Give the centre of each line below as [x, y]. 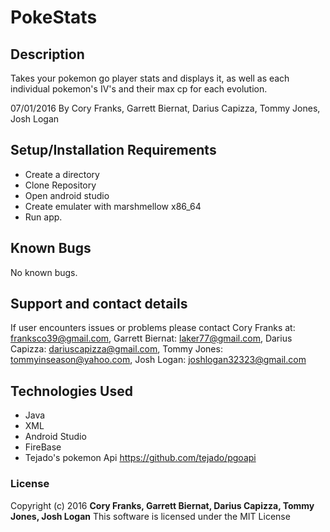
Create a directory [62, 174]
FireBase [43, 447]
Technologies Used [71, 391]
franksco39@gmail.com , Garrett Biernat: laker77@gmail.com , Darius [151, 338]
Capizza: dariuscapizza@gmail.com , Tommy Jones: [116, 349]
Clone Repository [60, 185]
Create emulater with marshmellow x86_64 [113, 206]
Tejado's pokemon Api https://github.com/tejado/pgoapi [140, 458]
